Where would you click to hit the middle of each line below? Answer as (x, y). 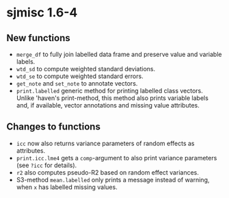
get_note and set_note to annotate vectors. (77, 83)
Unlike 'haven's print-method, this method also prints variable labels (112, 98)
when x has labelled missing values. (67, 187)
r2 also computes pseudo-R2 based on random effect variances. (107, 172)
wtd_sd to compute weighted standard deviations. (86, 69)
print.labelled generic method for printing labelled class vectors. (109, 91)
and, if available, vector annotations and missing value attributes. (108, 105)
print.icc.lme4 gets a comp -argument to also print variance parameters (117, 158)
